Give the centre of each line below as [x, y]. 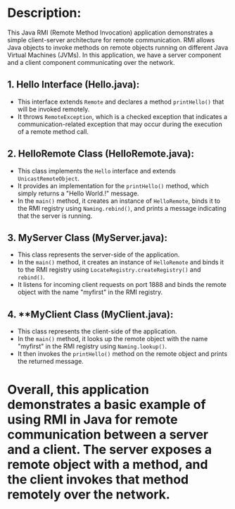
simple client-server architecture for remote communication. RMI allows [111, 39]
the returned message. [51, 362]
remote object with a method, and [108, 465]
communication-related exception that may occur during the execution [120, 124]
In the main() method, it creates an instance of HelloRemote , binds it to [119, 201]
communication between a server [108, 435]
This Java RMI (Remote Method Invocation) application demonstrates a [110, 32]
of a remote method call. [53, 131]
